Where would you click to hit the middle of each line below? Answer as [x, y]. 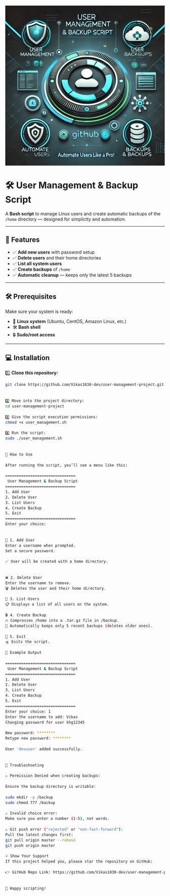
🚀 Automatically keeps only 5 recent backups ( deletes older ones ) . [79, 626]
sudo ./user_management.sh [34, 438]
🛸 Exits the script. [28, 642]
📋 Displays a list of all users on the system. [57, 604]
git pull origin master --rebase [40, 840]
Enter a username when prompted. [40, 546]
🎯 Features [23, 240]
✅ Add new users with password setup [54, 252]
